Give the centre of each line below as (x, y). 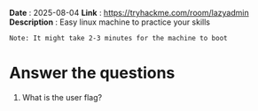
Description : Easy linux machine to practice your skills (110, 22)
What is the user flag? (62, 97)
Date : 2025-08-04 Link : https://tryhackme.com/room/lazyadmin (129, 13)
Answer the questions (92, 73)
